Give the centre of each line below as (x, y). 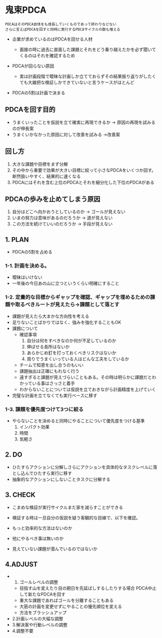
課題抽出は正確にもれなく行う (49, 371)
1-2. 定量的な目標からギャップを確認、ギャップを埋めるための (78, 297)
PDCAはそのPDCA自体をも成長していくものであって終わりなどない (61, 24)
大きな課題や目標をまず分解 (40, 164)
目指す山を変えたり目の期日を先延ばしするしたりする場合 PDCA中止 (88, 588)
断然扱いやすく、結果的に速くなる (46, 176)
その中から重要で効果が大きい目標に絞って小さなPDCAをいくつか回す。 (84, 170)
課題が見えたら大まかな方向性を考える (51, 316)
